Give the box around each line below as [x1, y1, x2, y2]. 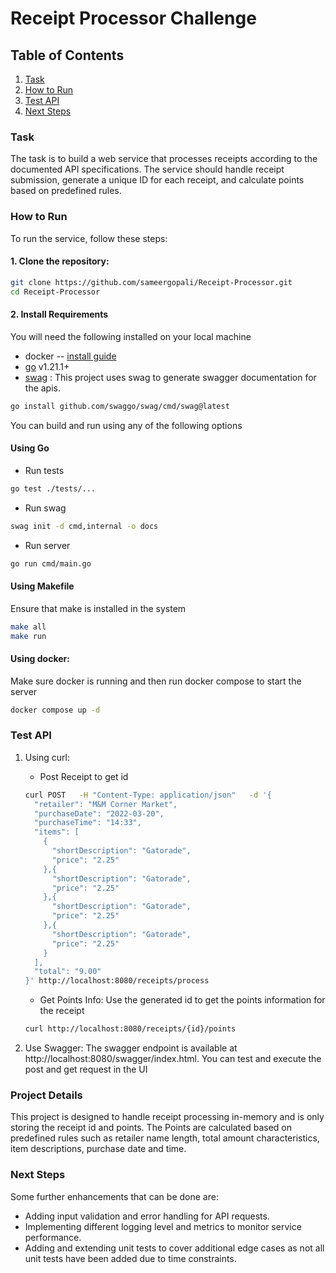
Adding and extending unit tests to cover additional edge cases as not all [24, 1242, 325, 1254]
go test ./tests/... [10, 483, 97, 494]
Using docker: [10, 653, 70, 664]
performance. [24, 1231, 82, 1243]
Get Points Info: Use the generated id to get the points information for [39, 994, 326, 1006]
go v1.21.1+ [24, 360, 70, 372]
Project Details [10, 1088, 83, 1102]
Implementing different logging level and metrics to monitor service [24, 1220, 302, 1232]
